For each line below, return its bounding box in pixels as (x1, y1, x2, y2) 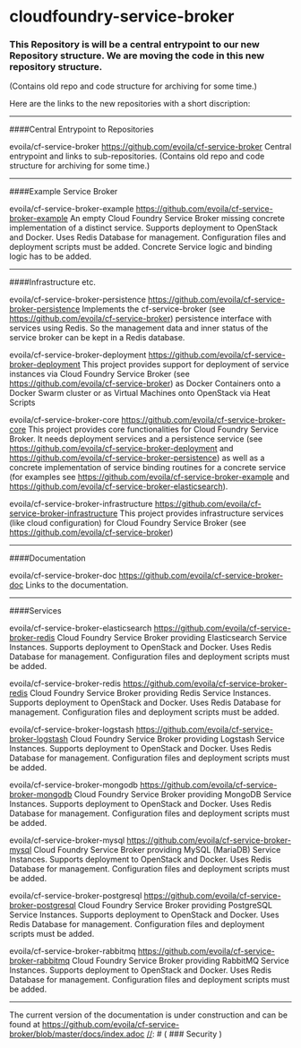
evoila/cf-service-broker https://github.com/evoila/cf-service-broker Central (9, 142, 292, 152)
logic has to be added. (9, 251, 92, 262)
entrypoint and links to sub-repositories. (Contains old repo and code (9, 150, 265, 162)
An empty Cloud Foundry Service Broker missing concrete (70, 213, 285, 224)
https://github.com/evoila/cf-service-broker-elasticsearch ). (9, 481, 228, 492)
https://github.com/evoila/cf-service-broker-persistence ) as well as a (9, 452, 265, 463)
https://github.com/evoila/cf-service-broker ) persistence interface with (9, 314, 272, 324)
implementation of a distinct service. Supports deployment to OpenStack (9, 222, 279, 234)
